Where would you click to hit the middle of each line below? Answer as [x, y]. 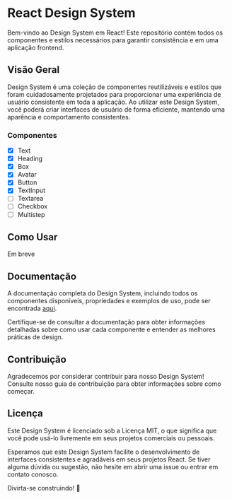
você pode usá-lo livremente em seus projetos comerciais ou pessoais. [111, 438]
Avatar [27, 175]
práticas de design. [35, 337]
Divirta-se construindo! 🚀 [44, 488]
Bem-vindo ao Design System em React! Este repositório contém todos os [115, 33]
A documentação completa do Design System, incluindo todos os [103, 293]
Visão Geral [34, 70]
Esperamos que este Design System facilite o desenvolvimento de [104, 452]
